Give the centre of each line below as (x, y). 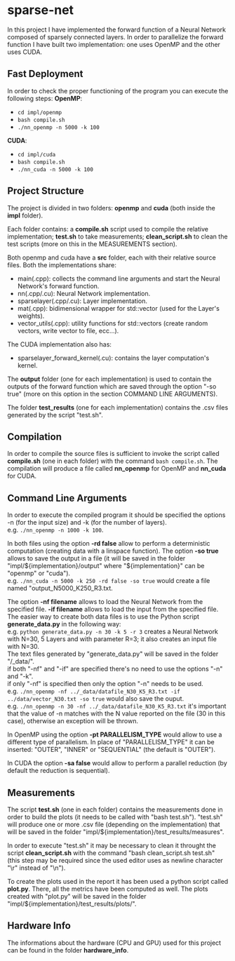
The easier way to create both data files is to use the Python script (103, 617)
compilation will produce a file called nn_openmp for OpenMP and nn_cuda (117, 469)
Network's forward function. (58, 285)
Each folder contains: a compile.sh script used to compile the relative (108, 229)
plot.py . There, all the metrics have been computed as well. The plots (108, 889)
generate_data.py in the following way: (64, 624)
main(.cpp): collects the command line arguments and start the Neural (119, 278)
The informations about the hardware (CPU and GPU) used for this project (114, 943)
